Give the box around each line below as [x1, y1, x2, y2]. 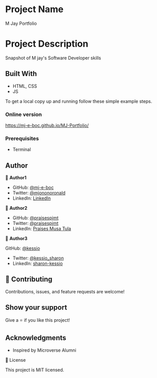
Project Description [5, 38, 89, 50]
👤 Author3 [5, 236, 28, 242]
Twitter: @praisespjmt [12, 220, 59, 226]
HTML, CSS [12, 83, 37, 89]
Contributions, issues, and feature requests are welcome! [5, 288, 125, 294]
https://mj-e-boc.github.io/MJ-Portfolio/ [5, 122, 89, 128]
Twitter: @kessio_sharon [12, 255, 64, 261]
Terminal [12, 146, 31, 153]
